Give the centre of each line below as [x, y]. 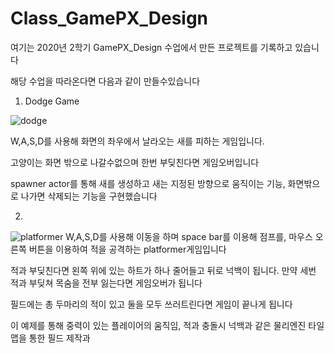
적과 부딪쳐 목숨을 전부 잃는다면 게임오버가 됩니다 [106, 283]
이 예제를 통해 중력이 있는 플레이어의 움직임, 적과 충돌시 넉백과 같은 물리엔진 [158, 325]
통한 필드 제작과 [59, 338]
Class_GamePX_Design [109, 18]
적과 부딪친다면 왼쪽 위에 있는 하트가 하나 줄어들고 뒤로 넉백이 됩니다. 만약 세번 [163, 270]
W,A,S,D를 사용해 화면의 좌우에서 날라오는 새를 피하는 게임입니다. [137, 141]
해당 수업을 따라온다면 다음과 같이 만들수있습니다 [105, 81]
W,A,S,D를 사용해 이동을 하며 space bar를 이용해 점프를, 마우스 [189, 236]
